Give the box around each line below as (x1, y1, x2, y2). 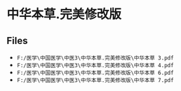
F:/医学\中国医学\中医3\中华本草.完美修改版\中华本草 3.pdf (16, 55, 174, 62)
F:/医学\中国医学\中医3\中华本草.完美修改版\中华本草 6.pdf (16, 69, 174, 76)
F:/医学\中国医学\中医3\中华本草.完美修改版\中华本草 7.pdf (16, 77, 174, 84)
